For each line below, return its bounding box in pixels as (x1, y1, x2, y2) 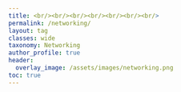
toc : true (8, 71, 42, 79)
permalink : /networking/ (8, 19, 91, 27)
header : (8, 57, 34, 65)
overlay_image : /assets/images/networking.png (15, 64, 174, 72)
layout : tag (8, 26, 48, 34)
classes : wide (8, 34, 56, 42)
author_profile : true (8, 49, 81, 57)
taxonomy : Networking (8, 42, 81, 50)
